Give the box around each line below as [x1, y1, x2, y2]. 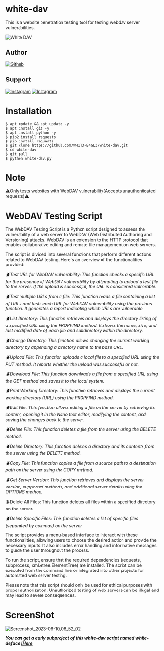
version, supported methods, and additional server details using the [5, 484, 143, 490]
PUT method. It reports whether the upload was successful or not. [5, 361, 139, 367]
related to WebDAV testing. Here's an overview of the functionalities [5, 257, 142, 263]
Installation [5, 105, 52, 117]
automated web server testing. [5, 572, 67, 579]
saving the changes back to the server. [5, 417, 84, 423]
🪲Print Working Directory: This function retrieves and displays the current [5, 388, 155, 394]
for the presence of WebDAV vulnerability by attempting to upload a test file [5, 279, 158, 285]
